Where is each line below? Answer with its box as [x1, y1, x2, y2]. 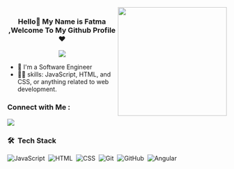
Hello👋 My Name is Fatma [17, 17, 107, 26]
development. [17, 85, 57, 93]
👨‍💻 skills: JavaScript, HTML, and [17, 70, 111, 79]
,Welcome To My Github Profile [8, 25, 116, 35]
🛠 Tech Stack [7, 136, 57, 145]
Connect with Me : [7, 102, 71, 112]
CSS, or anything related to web [17, 78, 109, 86]
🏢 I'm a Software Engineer [17, 63, 93, 72]
